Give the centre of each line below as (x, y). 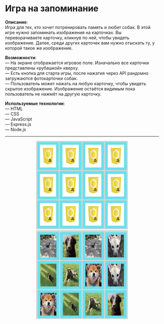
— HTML (14, 109)
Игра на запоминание (52, 9)
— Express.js (18, 124)
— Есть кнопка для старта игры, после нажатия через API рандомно (77, 73)
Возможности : (21, 57)
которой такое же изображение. (39, 48)
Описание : (17, 22)
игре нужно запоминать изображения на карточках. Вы (63, 32)
